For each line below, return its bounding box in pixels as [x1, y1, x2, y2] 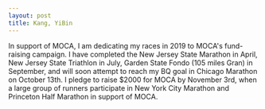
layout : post [8, 11, 52, 20]
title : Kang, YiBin [8, 19, 73, 27]
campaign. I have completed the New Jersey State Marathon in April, [32, 49, 258, 59]
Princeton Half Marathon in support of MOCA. [8, 91, 158, 101]
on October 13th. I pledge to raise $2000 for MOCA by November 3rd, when [8, 75, 257, 84]
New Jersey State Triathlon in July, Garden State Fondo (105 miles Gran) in [8, 57, 253, 68]
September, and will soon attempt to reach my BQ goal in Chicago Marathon [8, 66, 258, 76]
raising [8, 49, 31, 59]
